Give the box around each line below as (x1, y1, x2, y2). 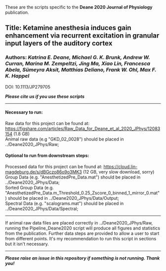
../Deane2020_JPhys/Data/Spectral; (5, 206, 79, 212)
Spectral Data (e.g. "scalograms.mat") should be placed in (5, 200, 124, 207)
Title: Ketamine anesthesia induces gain (5, 24, 132, 32)
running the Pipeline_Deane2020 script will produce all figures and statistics (5, 225, 161, 231)
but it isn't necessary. (5, 241, 49, 247)
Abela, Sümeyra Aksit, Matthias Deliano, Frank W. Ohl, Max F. (5, 66, 157, 73)
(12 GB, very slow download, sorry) (83, 169, 155, 175)
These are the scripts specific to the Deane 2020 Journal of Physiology (5, 4, 153, 10)
